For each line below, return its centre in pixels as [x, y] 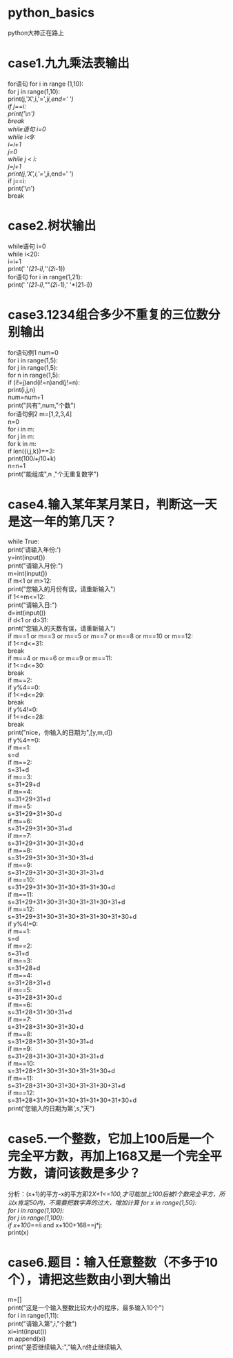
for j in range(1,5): [33, 367]
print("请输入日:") [32, 605]
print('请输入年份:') [34, 549]
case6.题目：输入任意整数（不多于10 [113, 1262]
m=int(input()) [28, 573]
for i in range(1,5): [33, 360]
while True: [24, 541]
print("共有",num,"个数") [42, 405]
